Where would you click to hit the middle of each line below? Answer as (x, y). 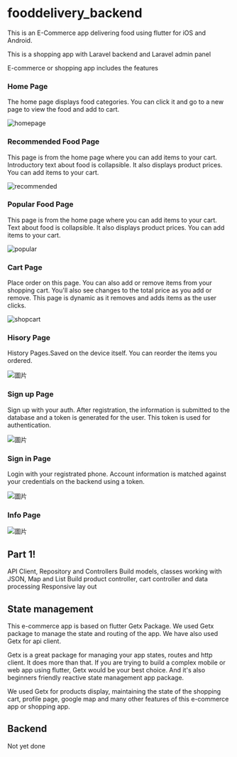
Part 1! (22, 554)
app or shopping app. (39, 706)
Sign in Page (29, 458)
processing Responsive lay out (52, 587)
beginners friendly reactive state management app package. (96, 677)
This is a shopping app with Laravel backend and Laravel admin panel (109, 54)
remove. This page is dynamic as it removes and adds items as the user (112, 298)
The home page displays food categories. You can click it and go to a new (116, 102)
